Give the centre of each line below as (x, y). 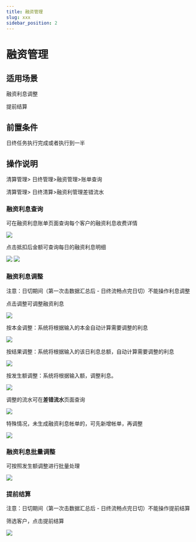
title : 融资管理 (25, 12)
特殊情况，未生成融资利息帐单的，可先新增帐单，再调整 (74, 423)
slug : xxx (19, 17)
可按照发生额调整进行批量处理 (43, 466)
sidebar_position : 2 (32, 23)
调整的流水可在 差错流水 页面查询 (46, 399)
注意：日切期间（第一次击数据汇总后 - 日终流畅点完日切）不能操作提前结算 (98, 508)
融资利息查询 (25, 209)
